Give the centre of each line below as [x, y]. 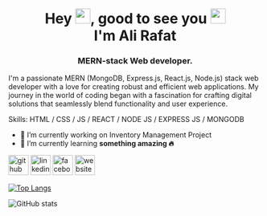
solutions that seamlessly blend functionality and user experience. [118, 104]
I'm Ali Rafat [135, 36]
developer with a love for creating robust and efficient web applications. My [133, 87]
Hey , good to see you [126, 19]
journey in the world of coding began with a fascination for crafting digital [130, 96]
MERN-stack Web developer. [135, 61]
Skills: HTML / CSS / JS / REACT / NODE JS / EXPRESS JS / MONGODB [126, 120]
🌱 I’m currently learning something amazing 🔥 [97, 144]
